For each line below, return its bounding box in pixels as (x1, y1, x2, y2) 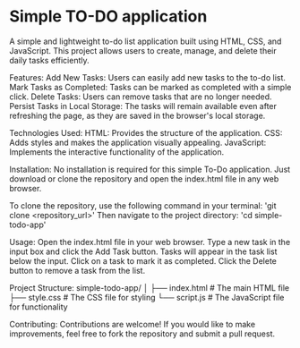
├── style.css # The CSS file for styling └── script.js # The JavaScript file (9, 292, 285, 302)
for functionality (9, 301, 69, 312)
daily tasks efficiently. (9, 55, 90, 65)
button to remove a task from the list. (9, 265, 146, 276)
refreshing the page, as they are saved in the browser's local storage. (9, 110, 266, 121)
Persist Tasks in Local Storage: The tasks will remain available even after (9, 100, 278, 111)
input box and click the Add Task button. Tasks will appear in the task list (9, 246, 278, 257)
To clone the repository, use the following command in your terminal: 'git (9, 199, 277, 211)
